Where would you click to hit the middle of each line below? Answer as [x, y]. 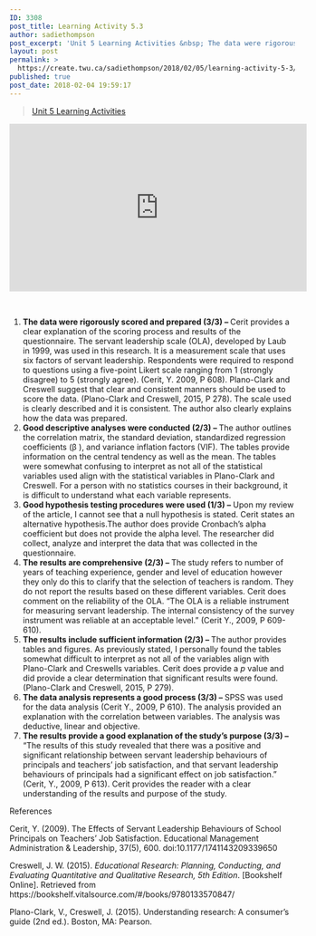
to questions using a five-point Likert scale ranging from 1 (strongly [148, 370]
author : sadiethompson [52, 34]
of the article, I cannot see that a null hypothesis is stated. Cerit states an [158, 514]
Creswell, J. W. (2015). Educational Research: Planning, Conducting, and [145, 865]
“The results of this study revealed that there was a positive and [142, 745]
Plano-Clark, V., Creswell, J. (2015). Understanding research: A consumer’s [149, 912]
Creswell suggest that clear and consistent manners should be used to [154, 389]
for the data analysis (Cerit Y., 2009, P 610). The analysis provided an [152, 707]
